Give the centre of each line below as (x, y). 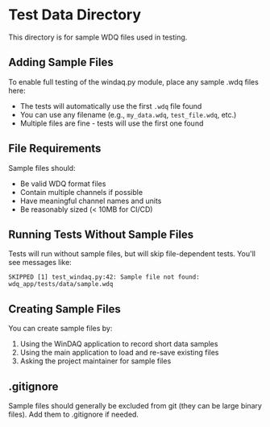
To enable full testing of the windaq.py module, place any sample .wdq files (134, 81)
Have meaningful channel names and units (91, 201)
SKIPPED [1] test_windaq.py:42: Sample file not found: (104, 277)
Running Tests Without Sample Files (101, 234)
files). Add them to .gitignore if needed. (74, 414)
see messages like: (40, 263)
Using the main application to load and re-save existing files (119, 353)
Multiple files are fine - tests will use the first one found (112, 123)
